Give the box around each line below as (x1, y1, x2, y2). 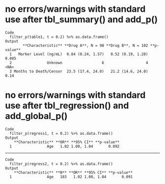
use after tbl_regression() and (5, 100, 129, 111)
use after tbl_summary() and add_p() (5, 14, 158, 25)
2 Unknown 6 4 (9, 60, 148, 65)
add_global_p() (5, 111, 68, 122)
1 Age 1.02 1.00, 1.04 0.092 (9, 144, 120, 149)
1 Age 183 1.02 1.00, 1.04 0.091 (9, 174, 133, 179)
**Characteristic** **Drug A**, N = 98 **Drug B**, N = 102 (23, 43, 148, 48)
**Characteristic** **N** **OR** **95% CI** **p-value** (14, 170, 133, 175)
